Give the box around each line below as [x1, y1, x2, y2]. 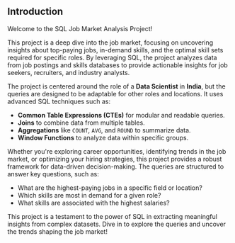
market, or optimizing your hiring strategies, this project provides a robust [7, 154, 222, 163]
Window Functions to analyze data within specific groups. [17, 133, 189, 142]
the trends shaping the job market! [7, 227, 108, 236]
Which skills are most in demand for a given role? [17, 191, 161, 199]
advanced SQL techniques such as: [7, 97, 111, 106]
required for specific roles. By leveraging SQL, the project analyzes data [7, 53, 217, 62]
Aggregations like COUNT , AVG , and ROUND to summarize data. [17, 125, 191, 134]
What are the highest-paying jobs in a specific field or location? [17, 183, 203, 192]
